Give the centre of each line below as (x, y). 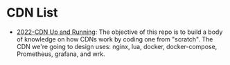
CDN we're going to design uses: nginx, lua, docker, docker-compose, (117, 46)
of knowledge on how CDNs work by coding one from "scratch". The (115, 39)
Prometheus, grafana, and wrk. (61, 54)
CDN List (32, 13)
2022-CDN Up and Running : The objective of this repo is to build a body (120, 32)
